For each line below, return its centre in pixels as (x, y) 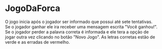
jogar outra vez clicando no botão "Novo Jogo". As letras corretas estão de (80, 37)
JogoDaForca (33, 8)
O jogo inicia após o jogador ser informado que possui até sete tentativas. (79, 22)
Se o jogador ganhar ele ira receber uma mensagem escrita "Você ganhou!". (81, 26)
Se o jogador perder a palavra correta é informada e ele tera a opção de (77, 32)
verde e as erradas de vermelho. (38, 42)
